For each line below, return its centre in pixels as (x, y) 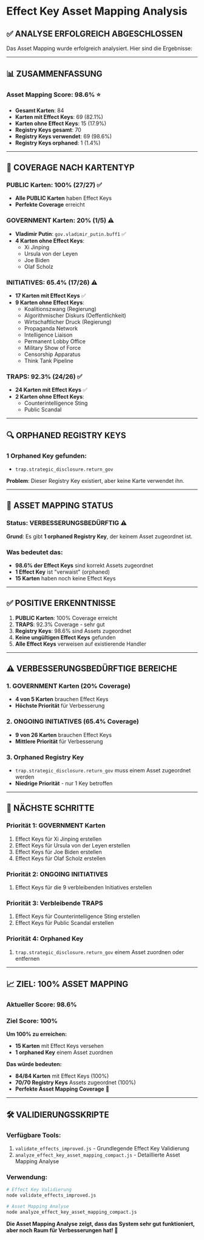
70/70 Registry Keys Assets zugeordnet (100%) (76, 1083)
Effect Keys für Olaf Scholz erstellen (60, 858)
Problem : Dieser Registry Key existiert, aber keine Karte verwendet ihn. (95, 480)
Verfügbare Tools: (34, 1135)
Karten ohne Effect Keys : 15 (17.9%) (61, 123)
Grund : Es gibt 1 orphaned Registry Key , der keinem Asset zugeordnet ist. (100, 536)
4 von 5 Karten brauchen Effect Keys (62, 699)
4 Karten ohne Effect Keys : (50, 241)
